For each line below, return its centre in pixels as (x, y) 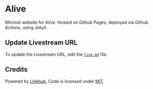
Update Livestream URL (41, 43)
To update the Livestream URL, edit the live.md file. (56, 54)
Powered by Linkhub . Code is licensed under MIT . (55, 81)
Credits (16, 69)
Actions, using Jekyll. (26, 27)
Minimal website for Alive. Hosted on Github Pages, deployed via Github (77, 22)
